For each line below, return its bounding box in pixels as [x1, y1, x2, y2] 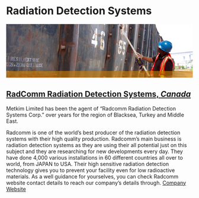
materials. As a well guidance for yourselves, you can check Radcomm [6, 173, 179, 180]
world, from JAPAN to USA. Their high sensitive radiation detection [6, 160, 169, 167]
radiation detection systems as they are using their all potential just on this [6, 141, 187, 148]
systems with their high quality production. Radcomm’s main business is [6, 135, 182, 142]
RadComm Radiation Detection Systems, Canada [6, 89, 191, 99]
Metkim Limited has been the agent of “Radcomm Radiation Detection [6, 105, 176, 112]
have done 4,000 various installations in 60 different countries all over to [6, 154, 184, 161]
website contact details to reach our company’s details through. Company [6, 179, 187, 186]
